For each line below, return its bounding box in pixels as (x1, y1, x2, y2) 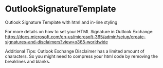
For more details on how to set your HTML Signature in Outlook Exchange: (5, 28, 154, 34)
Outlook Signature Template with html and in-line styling (5, 19, 118, 25)
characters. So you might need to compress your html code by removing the (5, 53, 158, 59)
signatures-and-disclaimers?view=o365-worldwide (5, 39, 108, 44)
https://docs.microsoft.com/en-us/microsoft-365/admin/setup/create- (5, 34, 146, 40)
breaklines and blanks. (5, 58, 50, 64)
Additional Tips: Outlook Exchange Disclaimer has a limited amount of (5, 48, 145, 54)
